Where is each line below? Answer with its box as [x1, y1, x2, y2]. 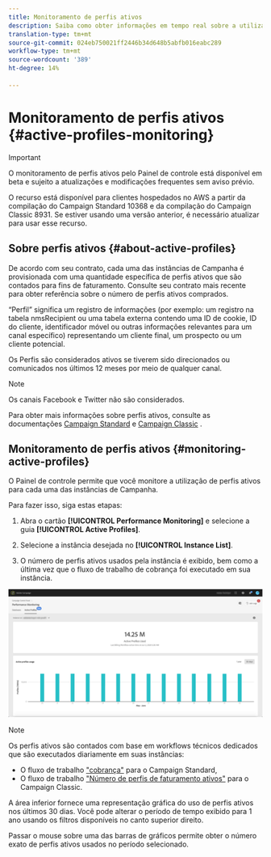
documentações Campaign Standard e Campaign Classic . [8, 419, 203, 428]
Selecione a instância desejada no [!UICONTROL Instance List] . [19, 540, 233, 550]
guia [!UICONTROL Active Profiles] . [19, 525, 141, 534]
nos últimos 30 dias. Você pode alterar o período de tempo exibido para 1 [8, 807, 252, 817]
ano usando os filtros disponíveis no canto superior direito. [8, 815, 204, 825]
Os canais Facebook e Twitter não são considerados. [8, 395, 186, 404]
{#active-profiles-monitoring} [8, 125, 215, 144]
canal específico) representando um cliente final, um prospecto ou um [8, 330, 242, 340]
